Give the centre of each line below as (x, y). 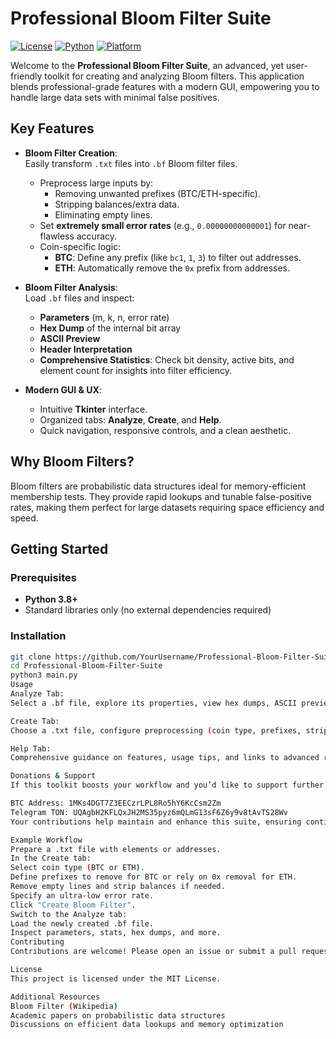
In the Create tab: (51, 858)
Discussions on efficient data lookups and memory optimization (147, 1025)
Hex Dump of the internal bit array (110, 328)
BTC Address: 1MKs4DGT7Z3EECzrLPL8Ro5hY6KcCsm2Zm (116, 803)
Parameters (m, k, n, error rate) (104, 317)
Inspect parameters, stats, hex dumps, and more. (116, 933)
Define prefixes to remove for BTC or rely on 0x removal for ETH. (154, 877)
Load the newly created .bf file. (82, 923)
